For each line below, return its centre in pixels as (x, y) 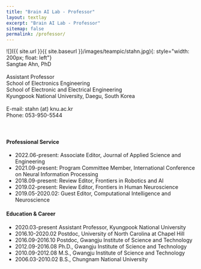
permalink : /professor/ (36, 34)
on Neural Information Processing (56, 175)
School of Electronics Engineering (48, 83)
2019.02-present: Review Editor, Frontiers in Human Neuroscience (97, 187)
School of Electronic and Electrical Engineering (64, 90)
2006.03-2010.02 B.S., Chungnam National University (81, 259)
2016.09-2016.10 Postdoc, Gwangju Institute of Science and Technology (104, 240)
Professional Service (33, 141)
